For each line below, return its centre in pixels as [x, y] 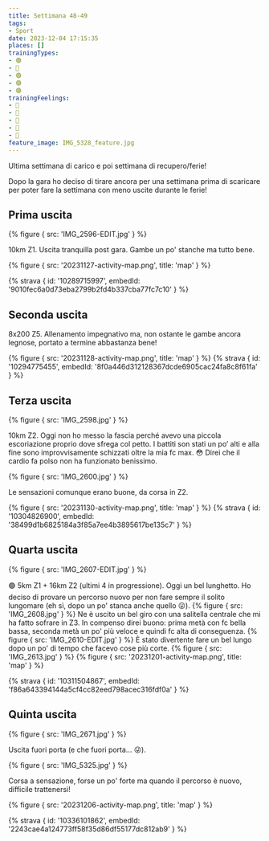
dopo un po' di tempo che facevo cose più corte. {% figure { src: [115, 648]
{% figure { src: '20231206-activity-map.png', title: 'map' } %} [110, 805]
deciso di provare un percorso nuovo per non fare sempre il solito [116, 597]
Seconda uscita [48, 314]
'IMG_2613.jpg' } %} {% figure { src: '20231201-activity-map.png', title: [125, 656]
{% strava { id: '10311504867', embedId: [74, 680]
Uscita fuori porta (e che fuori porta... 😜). [77, 749]
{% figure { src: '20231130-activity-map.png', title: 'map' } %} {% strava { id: [134, 508]
